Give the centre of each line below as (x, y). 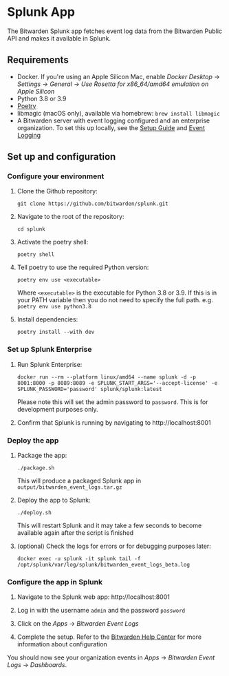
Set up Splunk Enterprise (50, 350)
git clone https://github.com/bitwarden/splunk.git (92, 204)
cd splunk (31, 229)
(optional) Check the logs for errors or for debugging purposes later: (114, 546)
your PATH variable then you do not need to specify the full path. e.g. (115, 300)
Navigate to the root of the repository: (70, 217)
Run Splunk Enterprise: (50, 364)
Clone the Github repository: (57, 191)
